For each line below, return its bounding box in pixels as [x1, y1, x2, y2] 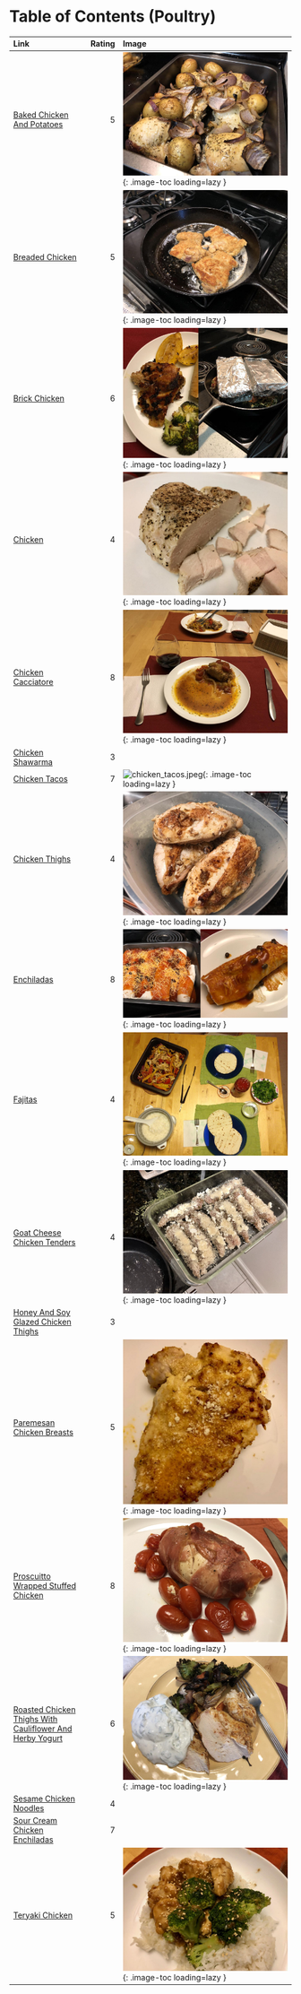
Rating [90, 39, 116, 49]
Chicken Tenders [13, 1236, 76, 1247]
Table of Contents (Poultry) [9, 6, 217, 27]
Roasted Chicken [13, 1704, 76, 1714]
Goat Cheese [13, 1227, 62, 1238]
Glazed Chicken [13, 1316, 72, 1328]
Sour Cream [13, 1816, 58, 1826]
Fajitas [13, 1094, 38, 1105]
